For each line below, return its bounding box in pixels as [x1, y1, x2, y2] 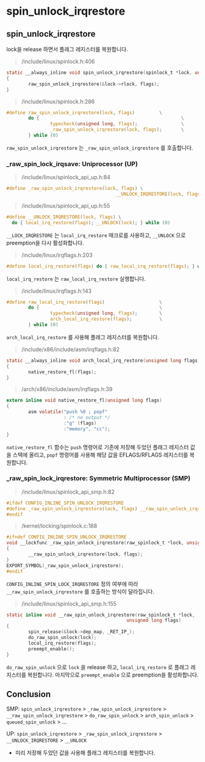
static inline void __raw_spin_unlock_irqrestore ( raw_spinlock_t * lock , [6, 612, 195, 618]
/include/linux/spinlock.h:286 [21, 98, 95, 105]
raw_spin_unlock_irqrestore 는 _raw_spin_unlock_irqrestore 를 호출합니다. [6, 144, 193, 151]
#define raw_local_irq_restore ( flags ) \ [6, 299, 163, 305]
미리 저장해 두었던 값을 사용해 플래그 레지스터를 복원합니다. [15, 749, 156, 757]
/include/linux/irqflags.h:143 [21, 287, 92, 295]
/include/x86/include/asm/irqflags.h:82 [21, 345, 120, 353]
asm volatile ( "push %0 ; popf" [28, 409, 108, 415]
